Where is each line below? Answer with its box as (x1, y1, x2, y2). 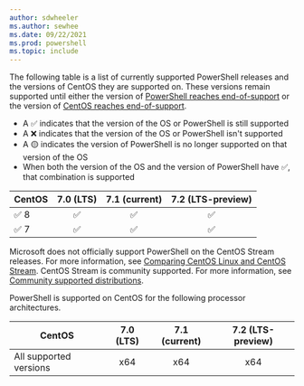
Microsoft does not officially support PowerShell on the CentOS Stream (9, 246, 275, 258)
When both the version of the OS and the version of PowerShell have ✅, (22, 162, 291, 173)
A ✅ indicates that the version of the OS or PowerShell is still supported (22, 118, 290, 129)
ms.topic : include (9, 47, 79, 56)
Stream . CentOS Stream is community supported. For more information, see (9, 266, 292, 277)
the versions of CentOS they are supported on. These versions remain (9, 81, 271, 92)
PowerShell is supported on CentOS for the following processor (9, 293, 246, 304)
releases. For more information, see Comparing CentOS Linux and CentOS (9, 256, 287, 267)
